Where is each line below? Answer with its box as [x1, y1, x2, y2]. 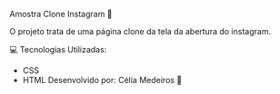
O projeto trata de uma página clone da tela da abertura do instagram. [9, 26, 271, 36]
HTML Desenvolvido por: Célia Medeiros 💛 [22, 75, 183, 85]
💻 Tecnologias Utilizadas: [9, 44, 107, 54]
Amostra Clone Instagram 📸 [9, 9, 113, 19]
